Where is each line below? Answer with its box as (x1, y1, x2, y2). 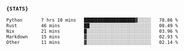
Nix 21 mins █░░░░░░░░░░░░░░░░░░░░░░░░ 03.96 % (6, 28, 179, 34)
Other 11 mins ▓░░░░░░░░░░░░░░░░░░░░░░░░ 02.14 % (6, 39, 179, 45)
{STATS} (6, 5, 29, 12)
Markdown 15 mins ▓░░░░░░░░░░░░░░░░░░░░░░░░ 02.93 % (6, 34, 179, 40)
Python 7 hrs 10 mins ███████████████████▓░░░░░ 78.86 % (6, 17, 179, 23)
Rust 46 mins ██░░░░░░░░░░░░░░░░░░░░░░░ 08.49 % (6, 23, 179, 29)
